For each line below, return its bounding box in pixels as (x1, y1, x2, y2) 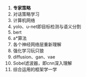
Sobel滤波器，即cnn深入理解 (12, 60, 72, 66)
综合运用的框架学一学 (12, 66, 57, 72)
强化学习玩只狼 (12, 47, 44, 53)
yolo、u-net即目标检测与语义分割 (12, 23, 81, 29)
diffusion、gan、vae (12, 54, 55, 59)
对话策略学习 (12, 11, 39, 17)
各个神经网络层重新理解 (12, 41, 61, 47)
